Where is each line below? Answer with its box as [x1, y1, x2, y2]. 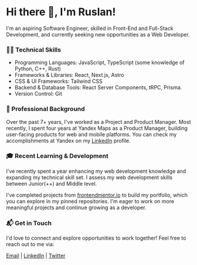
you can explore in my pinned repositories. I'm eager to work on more [6, 197, 175, 204]
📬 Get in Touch [6, 219, 52, 227]
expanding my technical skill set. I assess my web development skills [6, 173, 173, 181]
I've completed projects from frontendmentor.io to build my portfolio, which [6, 191, 188, 199]
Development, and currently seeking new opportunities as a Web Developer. [6, 31, 191, 38]
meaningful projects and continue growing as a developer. [6, 204, 147, 211]
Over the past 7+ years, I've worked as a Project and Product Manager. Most [6, 118, 191, 125]
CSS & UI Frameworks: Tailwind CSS [14, 78, 103, 85]
